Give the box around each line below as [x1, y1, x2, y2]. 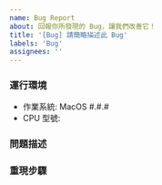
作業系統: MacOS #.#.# [22, 101, 109, 112]
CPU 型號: [22, 113, 61, 124]
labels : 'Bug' [9, 38, 64, 48]
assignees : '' [9, 47, 64, 57]
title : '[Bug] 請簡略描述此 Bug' [9, 30, 128, 39]
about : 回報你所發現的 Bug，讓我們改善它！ [9, 22, 157, 31]
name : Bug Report [9, 13, 76, 23]
